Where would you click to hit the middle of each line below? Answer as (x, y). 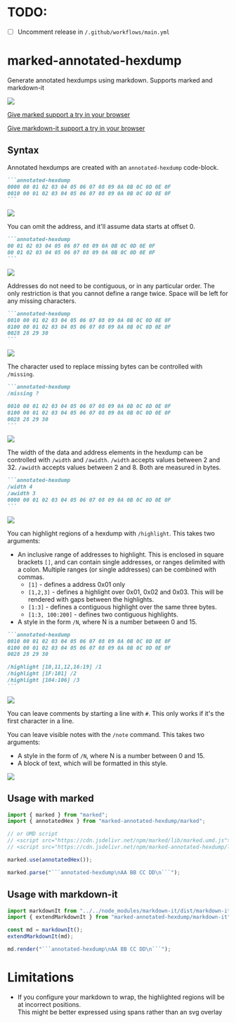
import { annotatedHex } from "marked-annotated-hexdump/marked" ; (106, 821)
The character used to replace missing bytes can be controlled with (105, 366)
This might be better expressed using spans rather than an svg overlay (120, 1012)
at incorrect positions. (49, 1004)
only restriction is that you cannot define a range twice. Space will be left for (118, 293)
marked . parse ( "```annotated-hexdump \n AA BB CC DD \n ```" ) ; (94, 872)
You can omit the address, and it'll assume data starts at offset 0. (101, 227)
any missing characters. (42, 301)
